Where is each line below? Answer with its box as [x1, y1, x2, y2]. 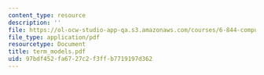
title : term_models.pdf [8, 48, 86, 55]
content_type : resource [8, 11, 86, 20]
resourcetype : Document [8, 41, 86, 48]
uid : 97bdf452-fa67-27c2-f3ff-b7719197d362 [8, 55, 153, 63]
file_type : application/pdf [8, 33, 101, 41]
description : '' [8, 19, 61, 27]
